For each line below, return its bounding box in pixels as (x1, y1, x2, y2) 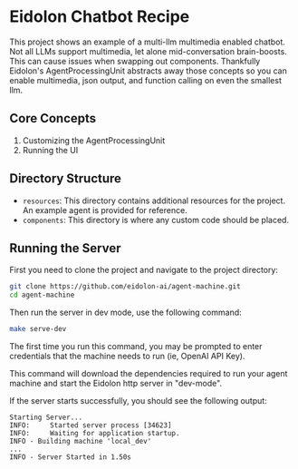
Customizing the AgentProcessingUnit (22, 134, 166, 146)
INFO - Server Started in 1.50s (9, 453, 131, 462)
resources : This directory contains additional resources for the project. (22, 195, 286, 206)
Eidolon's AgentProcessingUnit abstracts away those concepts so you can (9, 65, 287, 76)
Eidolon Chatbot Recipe (9, 6, 190, 27)
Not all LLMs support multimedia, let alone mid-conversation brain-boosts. (9, 45, 287, 56)
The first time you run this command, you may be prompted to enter (9, 341, 263, 351)
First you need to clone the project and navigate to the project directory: (9, 265, 279, 276)
